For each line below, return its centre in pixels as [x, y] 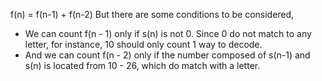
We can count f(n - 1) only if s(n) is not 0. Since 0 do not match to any [168, 33]
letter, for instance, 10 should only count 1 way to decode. [143, 44]
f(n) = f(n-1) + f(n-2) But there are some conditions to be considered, [152, 14]
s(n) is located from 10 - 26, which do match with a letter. [142, 65]
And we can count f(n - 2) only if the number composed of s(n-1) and [167, 55]
